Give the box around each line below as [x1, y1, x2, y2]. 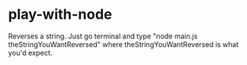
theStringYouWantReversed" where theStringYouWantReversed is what [8, 39, 239, 49]
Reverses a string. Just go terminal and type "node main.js [8, 31, 198, 41]
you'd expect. [8, 48, 53, 57]
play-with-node [8, 5, 112, 23]
